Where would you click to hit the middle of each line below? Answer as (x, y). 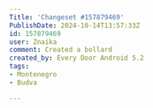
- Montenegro (33, 75)
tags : (19, 67)
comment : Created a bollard (61, 50)
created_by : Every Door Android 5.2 (76, 58)
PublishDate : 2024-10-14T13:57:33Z (75, 25)
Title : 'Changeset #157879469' (67, 17)
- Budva (23, 83)
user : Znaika (33, 42)
